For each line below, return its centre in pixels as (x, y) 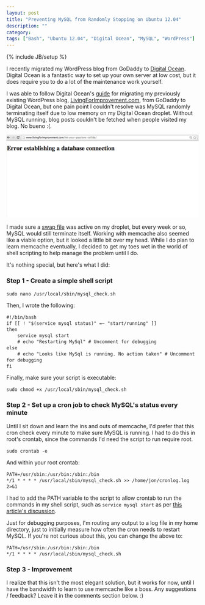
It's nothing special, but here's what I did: (58, 265)
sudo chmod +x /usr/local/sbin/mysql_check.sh (67, 390)
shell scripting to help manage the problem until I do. (72, 253)
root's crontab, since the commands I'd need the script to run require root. (100, 439)
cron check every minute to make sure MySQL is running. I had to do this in (101, 432)
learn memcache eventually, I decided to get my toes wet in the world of (97, 247)
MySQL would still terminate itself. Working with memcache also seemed (98, 234)
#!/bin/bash (21, 317)
